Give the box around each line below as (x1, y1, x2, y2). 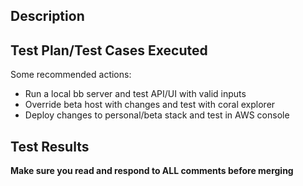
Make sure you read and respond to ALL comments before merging (10, 165, 294, 177)
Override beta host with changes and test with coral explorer (24, 99, 276, 111)
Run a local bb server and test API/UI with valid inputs (24, 88, 247, 100)
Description (10, 8, 85, 25)
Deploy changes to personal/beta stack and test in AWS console (24, 109, 290, 121)
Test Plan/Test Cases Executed (10, 42, 208, 59)
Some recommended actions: (10, 69, 132, 81)
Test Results (10, 138, 90, 155)
